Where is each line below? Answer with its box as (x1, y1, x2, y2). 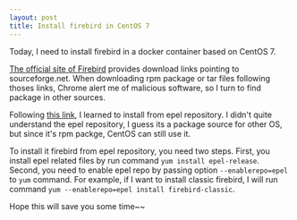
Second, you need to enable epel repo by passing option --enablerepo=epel (9, 165, 289, 175)
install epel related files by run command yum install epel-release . (9, 155, 259, 165)
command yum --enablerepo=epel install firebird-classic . (9, 183, 235, 194)
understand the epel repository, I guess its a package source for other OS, (9, 118, 284, 130)
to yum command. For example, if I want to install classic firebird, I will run (9, 173, 278, 184)
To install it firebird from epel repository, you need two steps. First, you (9, 145, 270, 157)
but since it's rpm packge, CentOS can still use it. (9, 128, 191, 139)
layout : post (9, 13, 58, 22)
